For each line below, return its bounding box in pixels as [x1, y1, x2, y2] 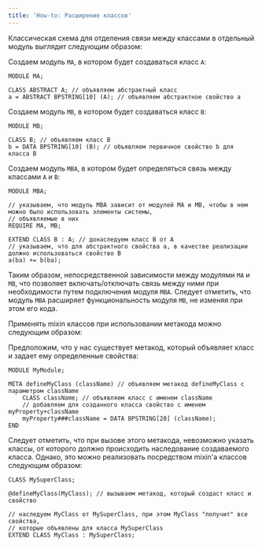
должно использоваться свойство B [8, 249, 122, 257]
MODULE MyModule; [8, 366, 65, 374]
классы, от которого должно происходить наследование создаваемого [8, 444, 249, 453]
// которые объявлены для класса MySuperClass [8, 524, 164, 532]
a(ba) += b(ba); [8, 256, 61, 264]
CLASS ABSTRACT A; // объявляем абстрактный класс [8, 86, 178, 94]
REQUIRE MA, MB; [8, 222, 61, 230]
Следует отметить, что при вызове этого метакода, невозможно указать [8, 435, 254, 444]
